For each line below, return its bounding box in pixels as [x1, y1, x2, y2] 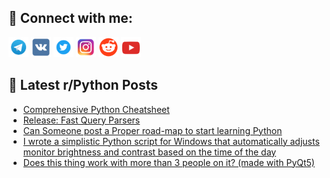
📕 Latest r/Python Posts [8, 77, 159, 94]
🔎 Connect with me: [8, 10, 133, 27]
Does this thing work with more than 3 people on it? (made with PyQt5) [22, 156, 315, 168]
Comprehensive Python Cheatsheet [22, 103, 170, 115]
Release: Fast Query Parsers [22, 114, 141, 126]
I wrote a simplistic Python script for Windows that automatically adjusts [22, 135, 320, 147]
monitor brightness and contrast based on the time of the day [22, 146, 277, 158]
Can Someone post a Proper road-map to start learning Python [22, 124, 283, 136]
